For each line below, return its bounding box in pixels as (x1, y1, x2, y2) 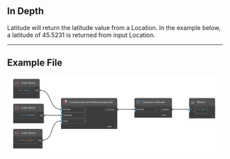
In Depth (7, 5, 44, 17)
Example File (7, 57, 63, 69)
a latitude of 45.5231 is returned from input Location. (7, 31, 156, 39)
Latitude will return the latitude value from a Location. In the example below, (7, 23, 221, 31)
